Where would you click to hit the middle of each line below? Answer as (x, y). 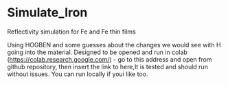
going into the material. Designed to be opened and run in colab (97, 52)
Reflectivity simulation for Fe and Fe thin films (71, 32)
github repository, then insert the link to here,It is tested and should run (107, 66)
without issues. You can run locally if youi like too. (78, 74)
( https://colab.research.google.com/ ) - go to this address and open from (110, 59)
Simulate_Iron (47, 13)
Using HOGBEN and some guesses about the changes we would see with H (114, 45)
